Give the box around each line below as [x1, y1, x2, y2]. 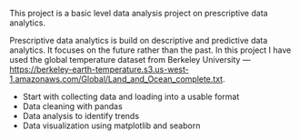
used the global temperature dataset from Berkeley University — [9, 55, 252, 65]
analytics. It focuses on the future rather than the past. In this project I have [9, 45, 292, 55]
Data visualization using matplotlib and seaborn [22, 120, 201, 131]
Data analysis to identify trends [22, 111, 139, 121]
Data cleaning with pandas [22, 101, 123, 112]
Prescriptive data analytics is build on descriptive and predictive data [9, 35, 268, 45]
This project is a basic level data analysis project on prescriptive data [9, 8, 268, 18]
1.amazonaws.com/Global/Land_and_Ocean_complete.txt [9, 74, 224, 85]
